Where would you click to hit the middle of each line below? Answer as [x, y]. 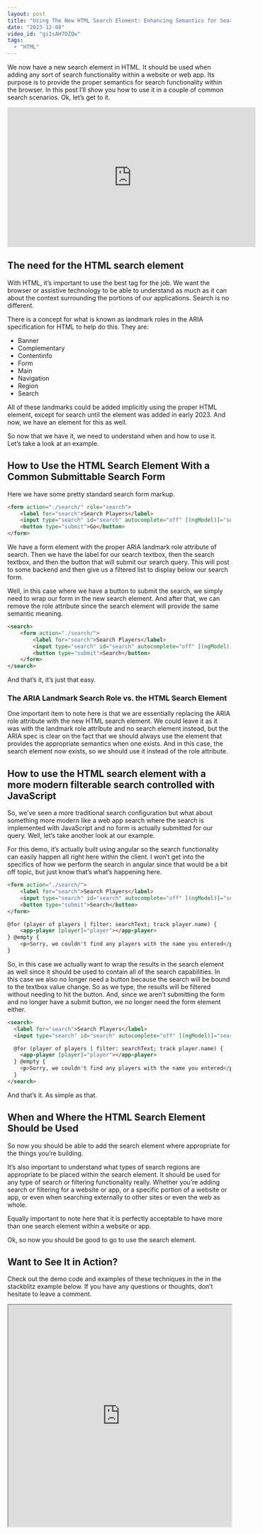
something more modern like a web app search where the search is [106, 820]
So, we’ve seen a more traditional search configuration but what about [110, 813]
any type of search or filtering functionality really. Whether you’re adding [114, 1182]
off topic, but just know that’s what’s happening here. [85, 872]
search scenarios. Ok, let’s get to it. [59, 97]
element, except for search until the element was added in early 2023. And [116, 414]
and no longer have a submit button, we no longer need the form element [114, 1001]
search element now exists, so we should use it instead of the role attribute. [118, 751]
